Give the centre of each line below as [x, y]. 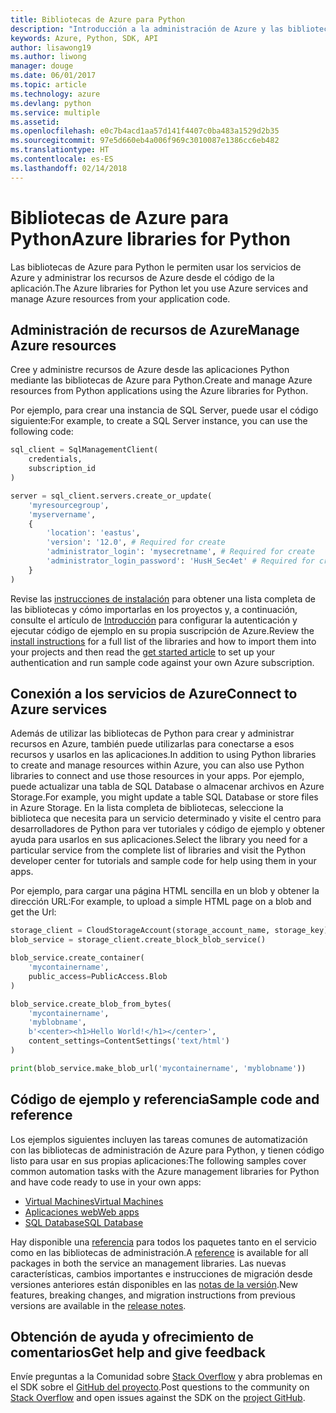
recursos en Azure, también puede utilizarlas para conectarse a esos [152, 744]
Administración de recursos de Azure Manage [155, 329]
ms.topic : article [48, 85]
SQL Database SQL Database [84, 1222]
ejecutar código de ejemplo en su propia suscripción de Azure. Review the [162, 630]
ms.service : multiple [55, 112]
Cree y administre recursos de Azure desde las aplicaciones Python [150, 370]
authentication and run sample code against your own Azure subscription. [162, 662]
